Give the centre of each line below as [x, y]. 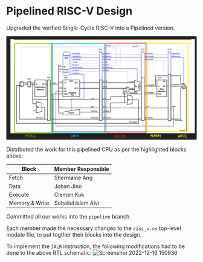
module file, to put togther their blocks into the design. [74, 234]
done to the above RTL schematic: [49, 252]
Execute [19, 194]
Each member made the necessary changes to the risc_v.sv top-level [94, 228]
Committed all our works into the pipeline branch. [69, 216]
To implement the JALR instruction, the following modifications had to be [96, 246]
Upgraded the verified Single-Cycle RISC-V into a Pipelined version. [91, 28]
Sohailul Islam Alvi [77, 203]
